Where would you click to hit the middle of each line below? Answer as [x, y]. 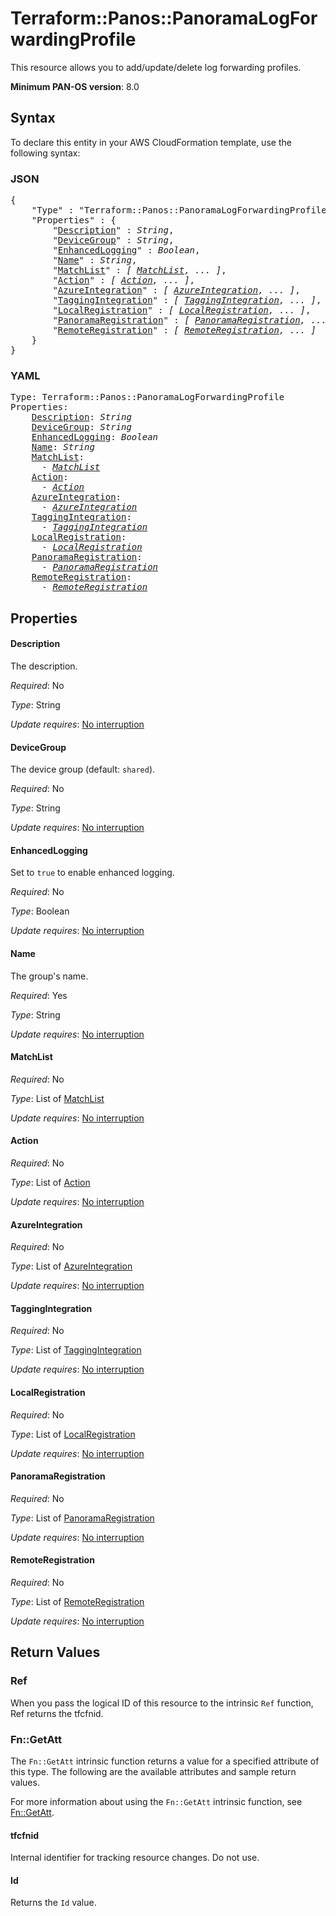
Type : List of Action [50, 1182]
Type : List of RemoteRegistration [77, 1601]
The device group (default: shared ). [83, 769]
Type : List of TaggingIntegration [76, 1350]
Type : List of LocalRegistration [73, 1434]
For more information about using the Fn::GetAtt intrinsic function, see [156, 1801]
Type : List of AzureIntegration [71, 1266]
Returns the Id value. [53, 1903]
